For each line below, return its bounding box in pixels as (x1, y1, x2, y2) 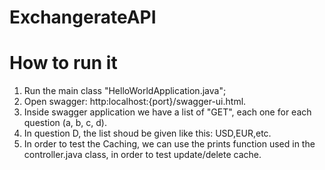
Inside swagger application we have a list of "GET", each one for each (23, 106, 312, 118)
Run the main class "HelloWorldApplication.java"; (23, 85, 227, 97)
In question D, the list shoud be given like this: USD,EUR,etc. (23, 127, 272, 140)
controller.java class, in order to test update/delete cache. (23, 149, 262, 161)
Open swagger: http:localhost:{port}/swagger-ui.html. (23, 96, 247, 108)
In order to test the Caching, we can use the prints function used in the (23, 138, 316, 150)
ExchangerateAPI (9, 6, 157, 29)
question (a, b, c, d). (23, 117, 107, 129)
